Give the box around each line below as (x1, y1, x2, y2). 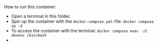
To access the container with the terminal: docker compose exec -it (11, 28, 148, 34)
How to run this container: (4, 4, 57, 10)
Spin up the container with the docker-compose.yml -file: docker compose (11, 18, 154, 24)
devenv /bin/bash (11, 33, 47, 38)
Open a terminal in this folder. (11, 14, 71, 19)
